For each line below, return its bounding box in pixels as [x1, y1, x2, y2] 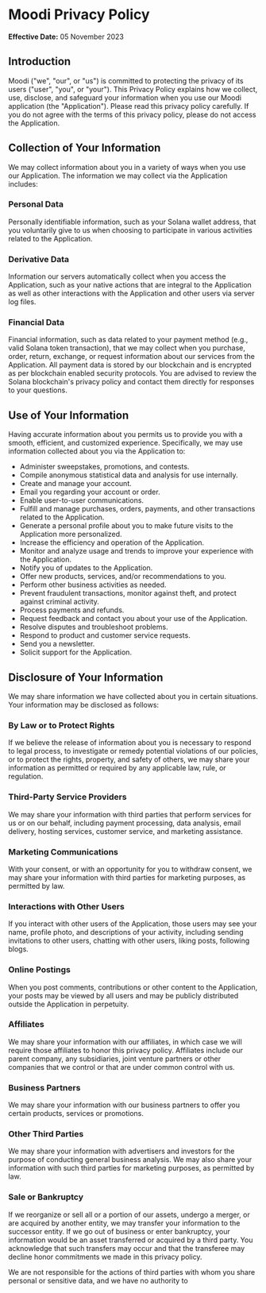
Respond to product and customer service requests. [19, 631, 191, 640]
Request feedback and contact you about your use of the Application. [19, 614, 248, 623]
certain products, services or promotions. [8, 1109, 145, 1118]
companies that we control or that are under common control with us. [8, 1062, 236, 1071]
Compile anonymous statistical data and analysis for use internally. [19, 470, 238, 480]
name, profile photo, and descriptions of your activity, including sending [8, 928, 244, 937]
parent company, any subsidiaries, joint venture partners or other [8, 1054, 221, 1063]
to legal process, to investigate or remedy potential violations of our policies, [8, 747, 259, 756]
